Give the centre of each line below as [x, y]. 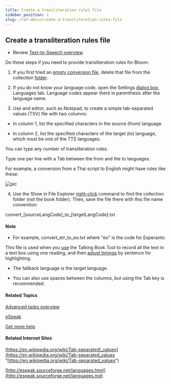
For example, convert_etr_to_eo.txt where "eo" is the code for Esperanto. [89, 237]
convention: [25, 205]
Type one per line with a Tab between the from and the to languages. [78, 159]
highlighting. [18, 258]
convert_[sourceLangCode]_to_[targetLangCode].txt [60, 214]
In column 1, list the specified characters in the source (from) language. [88, 124]
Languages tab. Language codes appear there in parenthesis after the [86, 93]
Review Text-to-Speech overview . [48, 53]
